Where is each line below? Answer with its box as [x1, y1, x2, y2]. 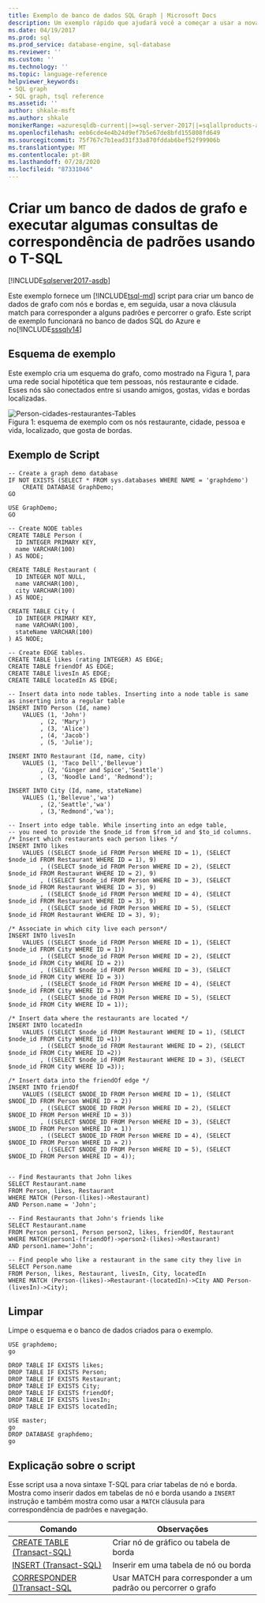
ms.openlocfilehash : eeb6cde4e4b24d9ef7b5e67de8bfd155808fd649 [8, 129, 221, 136]
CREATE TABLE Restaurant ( [8, 565, 97, 574]
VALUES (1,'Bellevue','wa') [22, 793, 114, 801]
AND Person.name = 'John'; [8, 1200, 97, 1209]
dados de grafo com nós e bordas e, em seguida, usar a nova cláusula [8, 299, 237, 308]
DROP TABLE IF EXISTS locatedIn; [8, 1403, 118, 1411]
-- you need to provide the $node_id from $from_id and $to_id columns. [8, 828, 252, 836]
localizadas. [8, 393, 47, 403]
